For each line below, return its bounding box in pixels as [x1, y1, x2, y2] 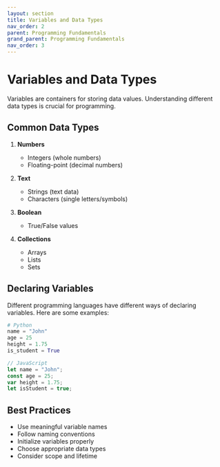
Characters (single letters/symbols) [27, 194, 128, 203]
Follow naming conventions [17, 430, 95, 438]
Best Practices [7, 404, 71, 416]
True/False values [27, 221, 79, 229]
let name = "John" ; [7, 366, 63, 373]
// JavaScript [7, 360, 48, 366]
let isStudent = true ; [7, 385, 72, 393]
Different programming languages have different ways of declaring [7, 301, 197, 309]
